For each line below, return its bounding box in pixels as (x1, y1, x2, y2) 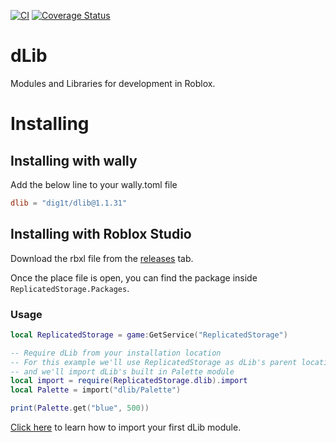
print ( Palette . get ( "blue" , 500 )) (10, 403, 150, 414)
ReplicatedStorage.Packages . (10, 282, 130, 294)
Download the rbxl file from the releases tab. (10, 252, 194, 264)
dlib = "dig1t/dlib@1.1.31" (10, 198, 128, 208)
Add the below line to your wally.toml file (10, 178, 178, 190)
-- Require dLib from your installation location (10, 348, 222, 358)
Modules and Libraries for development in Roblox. (10, 77, 216, 89)
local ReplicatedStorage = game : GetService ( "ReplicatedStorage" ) (10, 330, 288, 340)
